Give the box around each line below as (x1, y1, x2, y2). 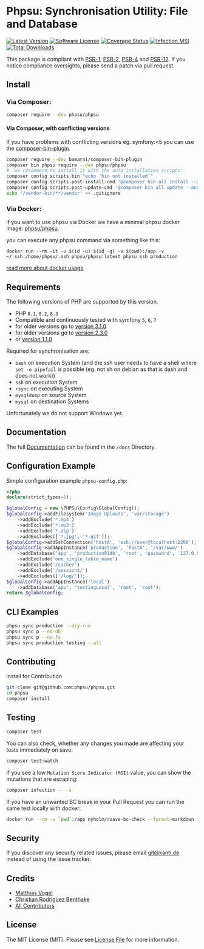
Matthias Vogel (15, 889, 53, 896)
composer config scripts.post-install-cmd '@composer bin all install (6, 179, 189, 185)
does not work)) (15, 372, 56, 379)
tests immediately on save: (6, 746, 73, 753)
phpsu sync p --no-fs (6, 634, 61, 640)
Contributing (6, 657, 56, 667)
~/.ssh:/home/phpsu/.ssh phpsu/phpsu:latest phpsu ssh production (6, 254, 178, 260)
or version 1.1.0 (15, 335, 53, 342)
